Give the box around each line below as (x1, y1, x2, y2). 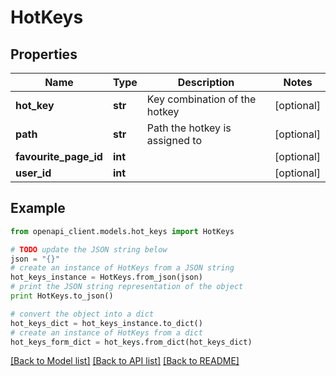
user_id (15, 166, 52, 180)
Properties (10, 46, 78, 63)
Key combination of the (146, 92, 257, 106)
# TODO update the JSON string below (10, 244, 168, 255)
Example (10, 200, 66, 217)
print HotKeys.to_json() (10, 291, 114, 301)
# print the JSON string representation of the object (10, 282, 244, 292)
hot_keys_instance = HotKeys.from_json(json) (10, 272, 203, 283)
